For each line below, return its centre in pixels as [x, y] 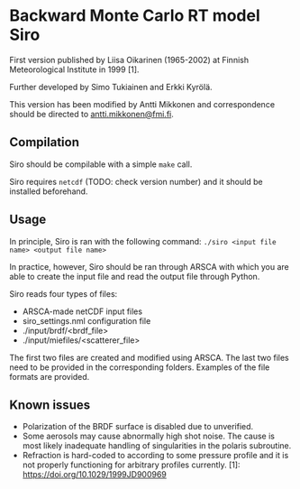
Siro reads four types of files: [64, 293]
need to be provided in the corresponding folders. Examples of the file [140, 367]
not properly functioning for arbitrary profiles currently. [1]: [131, 465]
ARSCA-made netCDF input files [82, 311]
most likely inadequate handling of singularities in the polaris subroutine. [157, 446]
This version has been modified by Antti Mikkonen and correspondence [142, 104]
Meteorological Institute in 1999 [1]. [74, 69]
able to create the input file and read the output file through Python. [135, 276]
